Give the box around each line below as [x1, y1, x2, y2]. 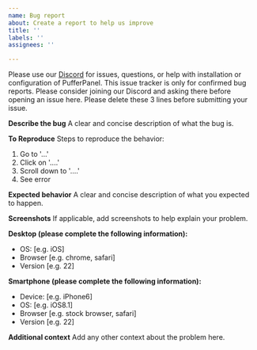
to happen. [8, 199, 43, 208]
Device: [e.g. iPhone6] [19, 292, 93, 302]
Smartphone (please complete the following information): [8, 276, 202, 286]
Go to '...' [19, 150, 49, 159]
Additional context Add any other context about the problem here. [8, 333, 225, 342]
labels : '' [8, 33, 44, 42]
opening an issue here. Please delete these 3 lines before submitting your [8, 95, 248, 105]
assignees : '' [8, 41, 55, 49]
